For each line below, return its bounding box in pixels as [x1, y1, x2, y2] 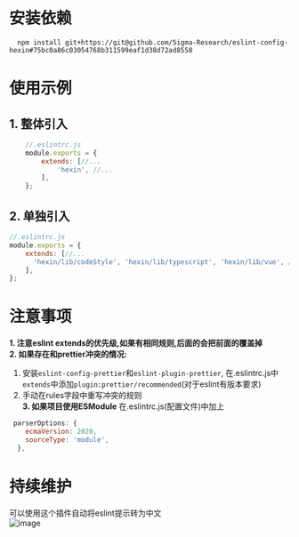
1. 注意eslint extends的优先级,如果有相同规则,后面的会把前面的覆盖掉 [9, 338, 263, 349]
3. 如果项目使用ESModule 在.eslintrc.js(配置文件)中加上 [21, 401, 225, 412]
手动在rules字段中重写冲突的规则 [21, 390, 142, 401]
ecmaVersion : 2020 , [25, 428, 98, 437]
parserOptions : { [12, 419, 77, 428]
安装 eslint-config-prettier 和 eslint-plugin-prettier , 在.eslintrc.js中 [21, 368, 279, 379]
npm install [17, 37, 62, 47]
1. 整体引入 [9, 116, 69, 132]
